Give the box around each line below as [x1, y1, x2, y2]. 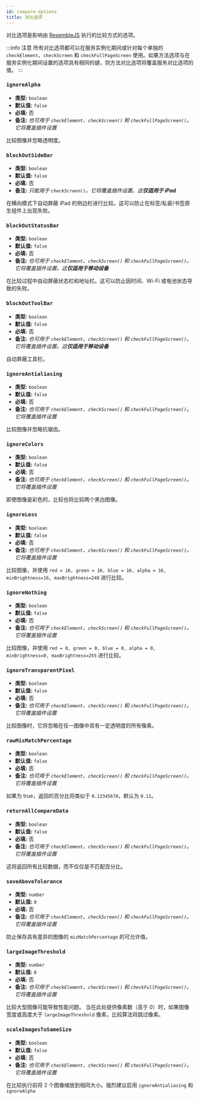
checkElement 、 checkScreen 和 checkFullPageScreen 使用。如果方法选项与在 [6, 51, 190, 58]
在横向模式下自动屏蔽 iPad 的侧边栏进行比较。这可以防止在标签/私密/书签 [6, 200, 185, 207]
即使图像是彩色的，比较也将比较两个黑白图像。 [6, 496, 121, 503]
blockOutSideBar [6, 152, 53, 158]
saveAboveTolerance [6, 878, 62, 885]
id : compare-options [6, 8, 58, 15]
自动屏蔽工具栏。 [6, 355, 48, 362]
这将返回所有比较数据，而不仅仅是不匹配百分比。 [6, 863, 126, 870]
